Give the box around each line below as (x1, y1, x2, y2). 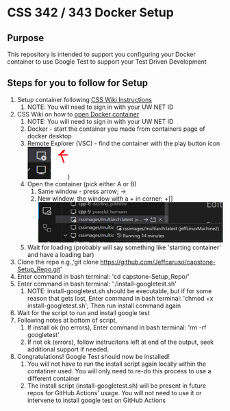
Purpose (7, 32, 44, 44)
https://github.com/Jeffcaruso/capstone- (100, 258, 216, 266)
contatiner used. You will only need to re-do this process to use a (27, 367, 212, 375)
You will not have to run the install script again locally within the (27, 360, 207, 368)
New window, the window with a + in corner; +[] (37, 194, 173, 203)
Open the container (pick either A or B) (27, 179, 137, 188)
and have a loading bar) (27, 251, 94, 259)
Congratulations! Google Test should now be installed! (16, 353, 170, 361)
